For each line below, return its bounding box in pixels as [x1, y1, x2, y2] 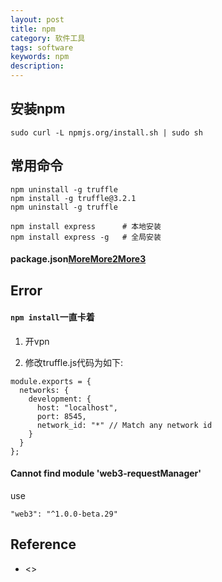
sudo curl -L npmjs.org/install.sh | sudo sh [10, 127, 203, 138]
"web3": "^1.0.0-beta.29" [10, 509, 118, 520]
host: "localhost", [36, 402, 118, 413]
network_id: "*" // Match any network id [36, 420, 213, 430]
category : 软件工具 [10, 33, 86, 43]
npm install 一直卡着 [10, 311, 95, 323]
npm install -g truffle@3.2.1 [10, 193, 137, 203]
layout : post [10, 14, 65, 25]
